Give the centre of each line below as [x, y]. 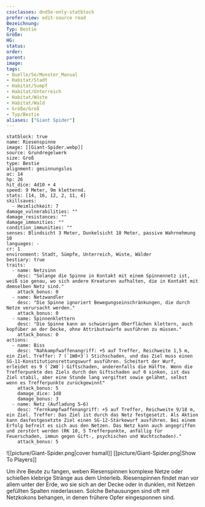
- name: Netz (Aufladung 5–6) [50, 404]
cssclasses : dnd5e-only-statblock [50, 12]
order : [15, 52]
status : [16, 46]
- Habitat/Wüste [27, 97]
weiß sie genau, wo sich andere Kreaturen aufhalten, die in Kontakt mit [102, 281]
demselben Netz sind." [35, 287]
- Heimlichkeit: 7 [35, 206]
